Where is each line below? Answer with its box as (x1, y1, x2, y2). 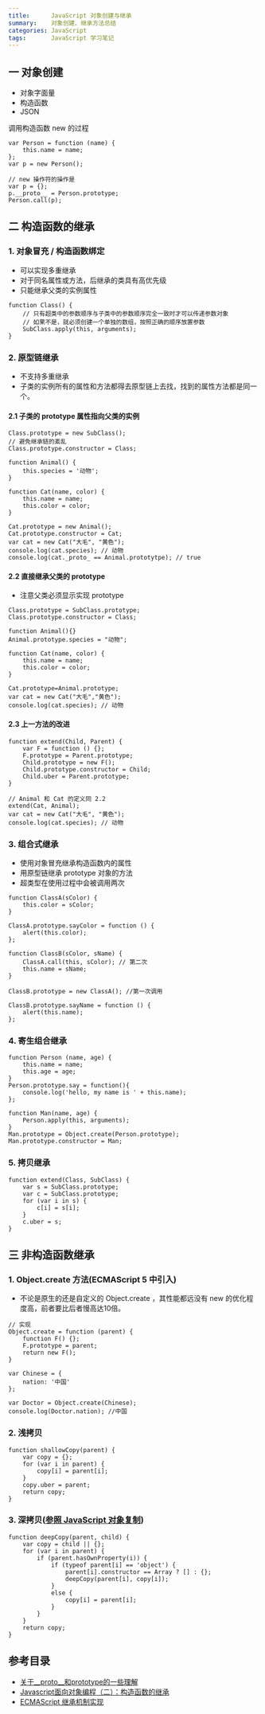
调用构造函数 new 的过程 (8, 123, 89, 133)
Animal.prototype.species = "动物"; (8, 636, 127, 644)
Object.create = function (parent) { (8, 1328, 134, 1336)
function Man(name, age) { (8, 1110, 98, 1118)
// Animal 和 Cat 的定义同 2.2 (8, 795, 106, 802)
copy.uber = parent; (22, 1481, 91, 1489)
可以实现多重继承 (19, 265, 76, 275)
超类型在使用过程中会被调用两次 (19, 877, 125, 888)
